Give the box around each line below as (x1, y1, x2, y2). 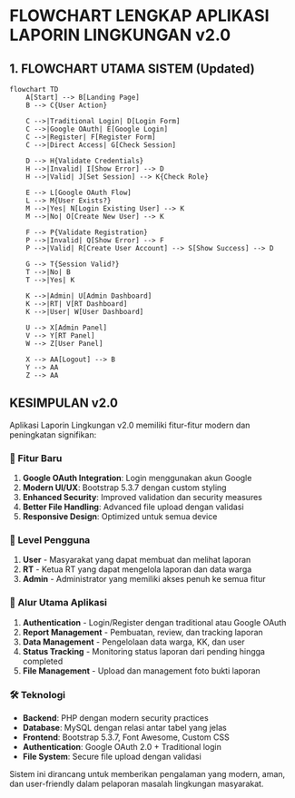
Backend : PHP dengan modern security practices (22, 713, 209, 723)
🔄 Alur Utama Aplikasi (9, 596, 107, 609)
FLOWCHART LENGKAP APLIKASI (9, 5, 270, 26)
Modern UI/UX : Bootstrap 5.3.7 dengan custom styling (22, 482, 227, 493)
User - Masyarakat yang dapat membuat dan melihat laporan (22, 555, 251, 566)
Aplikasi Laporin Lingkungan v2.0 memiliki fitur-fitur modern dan (9, 419, 251, 430)
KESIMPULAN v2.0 (9, 396, 118, 411)
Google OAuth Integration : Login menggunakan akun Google (22, 473, 252, 484)
